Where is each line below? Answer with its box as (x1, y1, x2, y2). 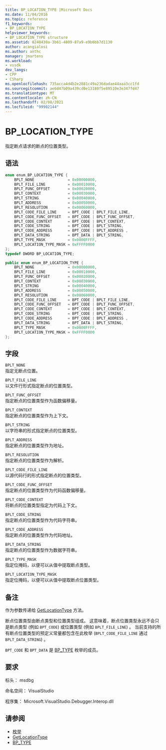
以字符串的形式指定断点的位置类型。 (5, 428, 80, 434)
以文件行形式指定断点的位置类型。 (5, 383, 75, 389)
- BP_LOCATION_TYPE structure (5, 35, 68, 40)
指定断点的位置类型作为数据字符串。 (5, 547, 80, 553)
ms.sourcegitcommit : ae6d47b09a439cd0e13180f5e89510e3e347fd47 (5, 86, 140, 91)
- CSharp (5, 77, 23, 82)
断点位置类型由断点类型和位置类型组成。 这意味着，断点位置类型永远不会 (5, 618, 155, 624)
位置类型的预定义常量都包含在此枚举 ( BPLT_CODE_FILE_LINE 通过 (18, 630, 148, 636)
